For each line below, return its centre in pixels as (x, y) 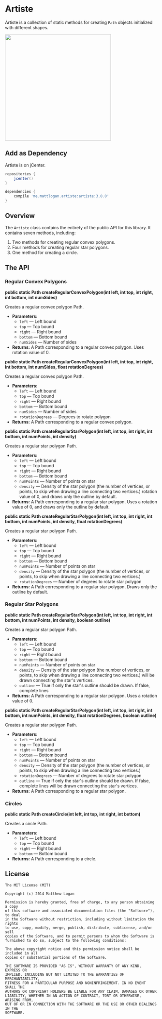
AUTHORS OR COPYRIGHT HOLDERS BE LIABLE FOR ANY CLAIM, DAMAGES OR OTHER (81, 991)
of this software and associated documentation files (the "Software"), (80, 911)
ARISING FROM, (19, 1000)
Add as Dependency (36, 153)
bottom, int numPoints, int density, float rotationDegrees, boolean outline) (81, 715)
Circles (14, 803)
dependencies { (20, 192)
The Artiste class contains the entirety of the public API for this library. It (78, 227)
